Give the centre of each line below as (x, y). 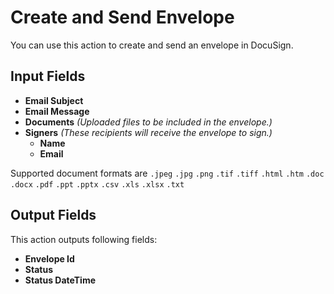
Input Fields (48, 76)
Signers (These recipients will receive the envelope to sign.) (148, 132)
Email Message (57, 111)
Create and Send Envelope (122, 17)
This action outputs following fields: (84, 239)
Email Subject (54, 100)
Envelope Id (49, 258)
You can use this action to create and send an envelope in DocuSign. (152, 45)
